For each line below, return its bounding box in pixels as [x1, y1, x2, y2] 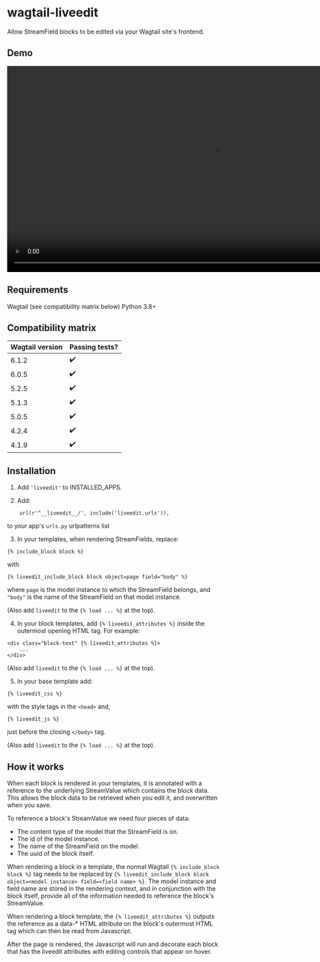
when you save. [7, 801, 52, 809]
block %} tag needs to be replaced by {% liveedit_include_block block [7, 870, 209, 878]
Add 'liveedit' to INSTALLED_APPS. [16, 483, 122, 491]
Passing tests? [69, 343, 118, 352]
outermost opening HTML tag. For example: [16, 627, 140, 635]
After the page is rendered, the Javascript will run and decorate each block [7, 940, 219, 948]
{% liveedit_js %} [7, 716, 59, 723]
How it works [7, 761, 64, 772]
